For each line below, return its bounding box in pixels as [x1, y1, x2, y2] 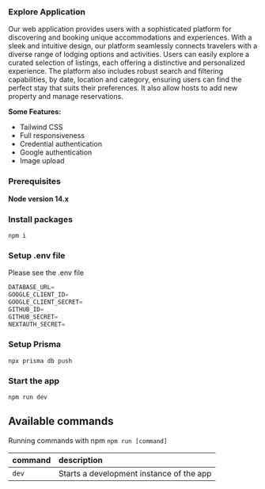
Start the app [8, 375, 60, 386]
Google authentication [19, 147, 93, 157]
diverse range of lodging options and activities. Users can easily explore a [8, 50, 250, 59]
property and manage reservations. [8, 92, 124, 101]
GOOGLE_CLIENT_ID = [8, 291, 69, 299]
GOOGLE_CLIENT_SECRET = [8, 298, 83, 306]
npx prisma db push [8, 357, 73, 365]
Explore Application [8, 6, 85, 17]
